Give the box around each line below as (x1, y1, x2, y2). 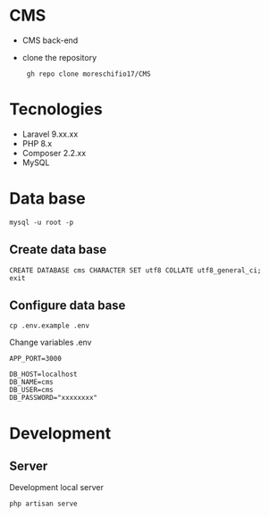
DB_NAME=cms (9, 378, 54, 387)
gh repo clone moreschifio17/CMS (26, 69, 151, 79)
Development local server (9, 482, 105, 493)
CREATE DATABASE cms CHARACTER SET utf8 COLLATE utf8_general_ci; (9, 265, 262, 275)
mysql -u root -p (9, 218, 74, 227)
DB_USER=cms (9, 386, 54, 395)
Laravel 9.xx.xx (21, 129, 79, 139)
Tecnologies (9, 99, 103, 120)
